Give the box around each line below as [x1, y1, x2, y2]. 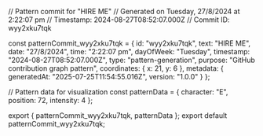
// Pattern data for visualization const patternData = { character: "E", [8, 87, 228, 97]
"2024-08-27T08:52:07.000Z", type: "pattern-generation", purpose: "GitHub [8, 55, 255, 64]
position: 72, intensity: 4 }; [8, 96, 93, 105]
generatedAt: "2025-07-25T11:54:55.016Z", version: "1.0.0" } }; [8, 72, 210, 81]
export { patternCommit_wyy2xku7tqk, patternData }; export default [8, 111, 228, 120]
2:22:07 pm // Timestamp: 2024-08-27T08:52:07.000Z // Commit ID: [8, 15, 230, 24]
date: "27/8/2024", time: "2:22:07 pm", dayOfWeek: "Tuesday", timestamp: [8, 47, 250, 56]
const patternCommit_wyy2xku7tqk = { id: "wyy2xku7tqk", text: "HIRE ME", [8, 39, 251, 48]
